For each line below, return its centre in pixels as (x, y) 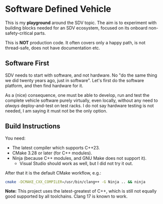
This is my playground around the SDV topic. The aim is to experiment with (81, 23)
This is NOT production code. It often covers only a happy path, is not (75, 42)
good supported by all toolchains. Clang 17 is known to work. (67, 196)
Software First (27, 63)
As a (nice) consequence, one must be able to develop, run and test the (77, 95)
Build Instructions (33, 126)
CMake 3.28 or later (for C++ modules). (52, 153)
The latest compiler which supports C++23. (56, 147)
